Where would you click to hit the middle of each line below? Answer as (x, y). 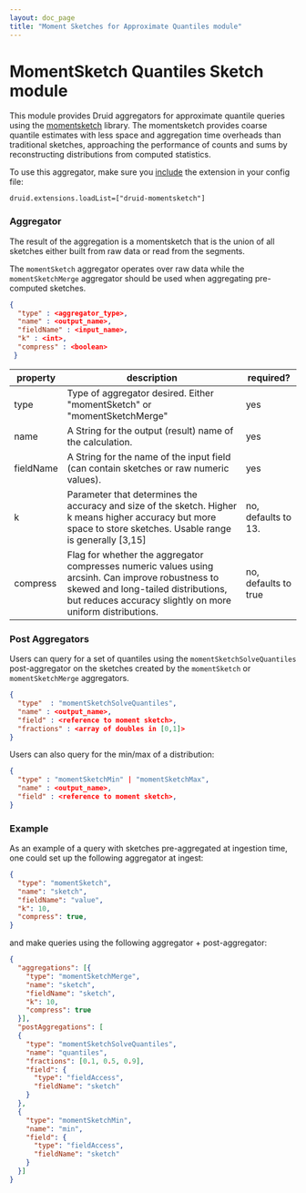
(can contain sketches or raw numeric (148, 468)
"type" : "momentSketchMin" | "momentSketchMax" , (113, 780)
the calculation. (100, 442)
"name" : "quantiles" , (66, 1053)
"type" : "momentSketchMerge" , (83, 976)
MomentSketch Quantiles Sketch (137, 71)
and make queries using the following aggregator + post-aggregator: (138, 943)
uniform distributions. (113, 611)
